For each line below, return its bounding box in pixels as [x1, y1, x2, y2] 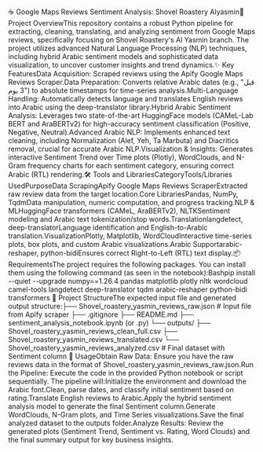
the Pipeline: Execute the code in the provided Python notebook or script [8, 369, 243, 377]
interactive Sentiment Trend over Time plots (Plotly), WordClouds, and [8, 153, 235, 162]
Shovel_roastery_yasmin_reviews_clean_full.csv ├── [8, 326, 178, 336]
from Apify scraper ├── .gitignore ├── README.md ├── [8, 310, 195, 319]
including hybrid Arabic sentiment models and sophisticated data [8, 52, 218, 61]
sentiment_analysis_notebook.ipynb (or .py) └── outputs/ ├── [8, 318, 211, 327]
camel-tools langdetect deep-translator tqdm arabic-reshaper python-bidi [8, 285, 247, 294]
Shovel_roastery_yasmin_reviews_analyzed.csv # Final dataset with [8, 344, 225, 352]
